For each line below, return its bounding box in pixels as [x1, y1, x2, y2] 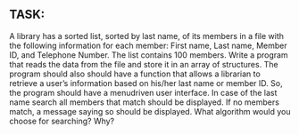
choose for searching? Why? [9, 115, 115, 126]
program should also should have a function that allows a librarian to [9, 68, 261, 79]
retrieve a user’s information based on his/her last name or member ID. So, [9, 77, 283, 88]
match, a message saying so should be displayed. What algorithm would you [9, 106, 291, 116]
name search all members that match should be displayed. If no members [9, 97, 279, 107]
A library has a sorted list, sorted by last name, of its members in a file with [9, 30, 284, 41]
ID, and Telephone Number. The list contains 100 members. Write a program [9, 49, 288, 60]
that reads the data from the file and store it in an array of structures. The [9, 59, 278, 69]
